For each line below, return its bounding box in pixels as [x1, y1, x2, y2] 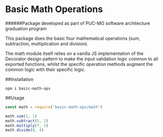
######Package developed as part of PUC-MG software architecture [5, 20, 150, 26]
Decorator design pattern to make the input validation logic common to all [5, 55, 158, 61]
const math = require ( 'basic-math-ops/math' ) [5, 104, 102, 109]
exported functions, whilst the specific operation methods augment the [5, 61, 153, 67]
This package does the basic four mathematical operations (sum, [5, 35, 141, 41]
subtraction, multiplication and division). [5, 40, 89, 46]
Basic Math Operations [5, 4, 103, 15]
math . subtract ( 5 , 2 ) [5, 118, 49, 123]
